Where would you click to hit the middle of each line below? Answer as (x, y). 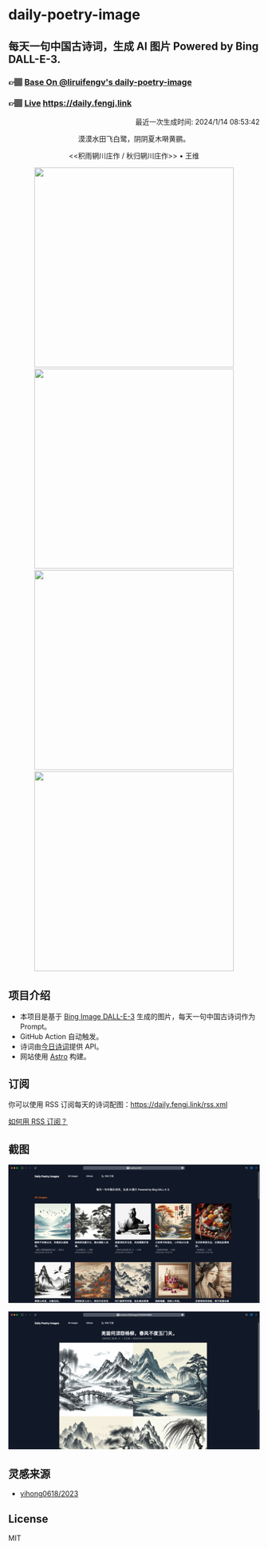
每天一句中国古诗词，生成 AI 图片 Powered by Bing (134, 46)
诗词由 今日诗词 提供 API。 (61, 1046)
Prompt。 (35, 1026)
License (28, 1519)
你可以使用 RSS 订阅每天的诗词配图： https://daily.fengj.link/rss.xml (118, 1105)
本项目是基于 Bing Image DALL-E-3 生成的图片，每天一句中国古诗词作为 (138, 1016)
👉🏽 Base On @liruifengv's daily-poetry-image (100, 82)
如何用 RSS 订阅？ (38, 1121)
